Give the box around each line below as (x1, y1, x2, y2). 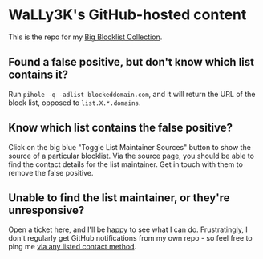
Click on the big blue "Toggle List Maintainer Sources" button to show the (8, 142, 251, 152)
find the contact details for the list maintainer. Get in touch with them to (8, 159, 243, 169)
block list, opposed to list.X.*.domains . (8, 98, 142, 107)
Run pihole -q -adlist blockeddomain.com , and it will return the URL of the (8, 89, 256, 99)
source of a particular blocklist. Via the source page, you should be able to (8, 151, 255, 160)
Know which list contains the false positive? (8, 121, 233, 135)
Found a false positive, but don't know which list (8, 55, 255, 69)
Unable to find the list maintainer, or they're (8, 191, 230, 204)
